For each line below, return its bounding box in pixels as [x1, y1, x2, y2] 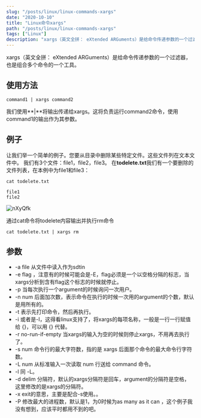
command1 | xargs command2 [6, 96, 74, 102]
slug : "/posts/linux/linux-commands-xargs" [6, 8, 117, 15]
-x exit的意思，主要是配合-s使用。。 [14, 390, 102, 398]
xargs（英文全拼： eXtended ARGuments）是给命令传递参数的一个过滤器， [6, 54, 191, 60]
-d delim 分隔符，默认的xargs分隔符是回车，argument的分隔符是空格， [14, 376, 190, 383]
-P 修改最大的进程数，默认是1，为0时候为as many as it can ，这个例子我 [14, 398, 193, 405]
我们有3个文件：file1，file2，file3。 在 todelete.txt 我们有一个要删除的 [23, 159, 194, 166]
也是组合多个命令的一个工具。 [6, 61, 80, 68]
